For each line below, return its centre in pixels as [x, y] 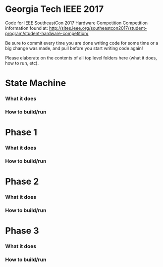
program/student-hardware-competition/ [47, 33]
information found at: [27, 28]
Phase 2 [22, 182]
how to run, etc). [22, 63]
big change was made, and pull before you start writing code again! [74, 48]
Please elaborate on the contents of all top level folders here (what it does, [81, 57]
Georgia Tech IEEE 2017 [54, 9]
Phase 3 [22, 231]
